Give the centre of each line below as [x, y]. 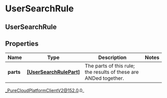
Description [112, 57]
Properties [22, 43]
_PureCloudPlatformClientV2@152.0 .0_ [45, 91]
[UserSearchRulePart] [53, 72]
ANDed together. [104, 78]
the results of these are [112, 72]
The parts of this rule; [110, 66]
